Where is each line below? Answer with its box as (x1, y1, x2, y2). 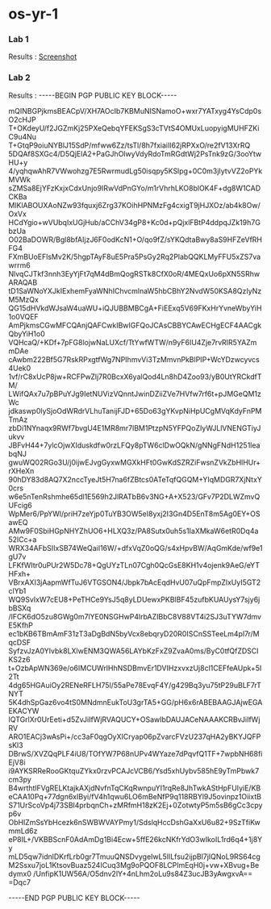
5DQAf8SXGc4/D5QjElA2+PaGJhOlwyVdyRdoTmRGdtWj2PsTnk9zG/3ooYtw (8, 148, 262, 158)
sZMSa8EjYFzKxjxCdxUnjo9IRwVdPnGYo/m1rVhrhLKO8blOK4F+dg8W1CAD (8, 183, 261, 193)
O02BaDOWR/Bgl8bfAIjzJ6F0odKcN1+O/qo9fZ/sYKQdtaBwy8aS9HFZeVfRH (8, 235, 262, 244)
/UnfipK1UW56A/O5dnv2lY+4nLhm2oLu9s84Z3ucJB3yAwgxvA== (33, 869, 253, 878)
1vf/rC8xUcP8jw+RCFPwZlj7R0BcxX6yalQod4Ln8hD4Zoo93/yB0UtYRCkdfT (8, 372, 262, 382)
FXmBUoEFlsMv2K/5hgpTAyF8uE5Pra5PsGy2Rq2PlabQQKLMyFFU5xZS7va (8, 252, 261, 261)
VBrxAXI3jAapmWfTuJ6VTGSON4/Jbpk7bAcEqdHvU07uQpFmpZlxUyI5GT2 (8, 578, 261, 587)
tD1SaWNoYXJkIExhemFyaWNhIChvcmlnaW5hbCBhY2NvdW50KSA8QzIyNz (8, 286, 262, 295)
